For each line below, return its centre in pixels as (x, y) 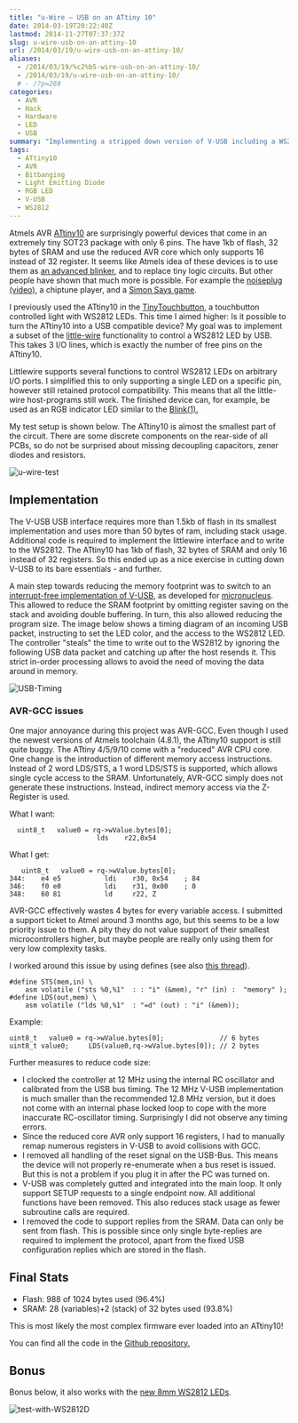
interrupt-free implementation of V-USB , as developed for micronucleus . (141, 595)
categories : (31, 92)
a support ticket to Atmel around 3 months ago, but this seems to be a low (144, 920)
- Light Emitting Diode (61, 183)
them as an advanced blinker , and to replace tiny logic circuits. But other (141, 270)
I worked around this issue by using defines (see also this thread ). (129, 965)
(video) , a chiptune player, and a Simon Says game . (103, 289)
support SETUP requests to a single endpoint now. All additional (138, 1193)
